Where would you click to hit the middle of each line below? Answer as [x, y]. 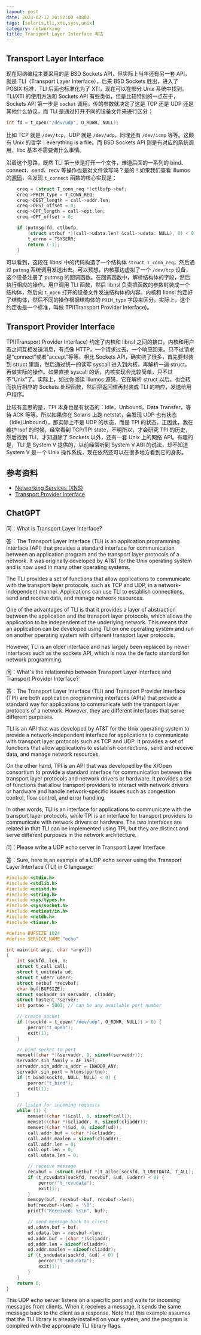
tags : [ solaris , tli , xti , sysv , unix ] [51, 23]
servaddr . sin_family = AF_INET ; [57, 1061]
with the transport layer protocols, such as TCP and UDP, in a [82, 585]
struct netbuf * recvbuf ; [48, 983]
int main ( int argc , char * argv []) [49, 950]
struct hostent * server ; [48, 1000]
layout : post [22, 12]
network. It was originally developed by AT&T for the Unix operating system [99, 561]
